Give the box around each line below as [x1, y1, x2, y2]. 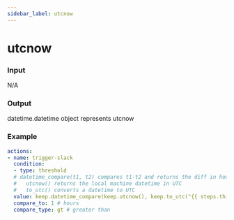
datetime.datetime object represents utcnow [7, 115, 134, 123]
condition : [13, 161, 45, 168]
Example [7, 132, 38, 142]
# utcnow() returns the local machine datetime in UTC [13, 180, 182, 187]
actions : [7, 147, 33, 154]
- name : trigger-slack [7, 154, 73, 161]
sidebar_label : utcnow [7, 10, 73, 17]
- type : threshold [13, 167, 68, 175]
